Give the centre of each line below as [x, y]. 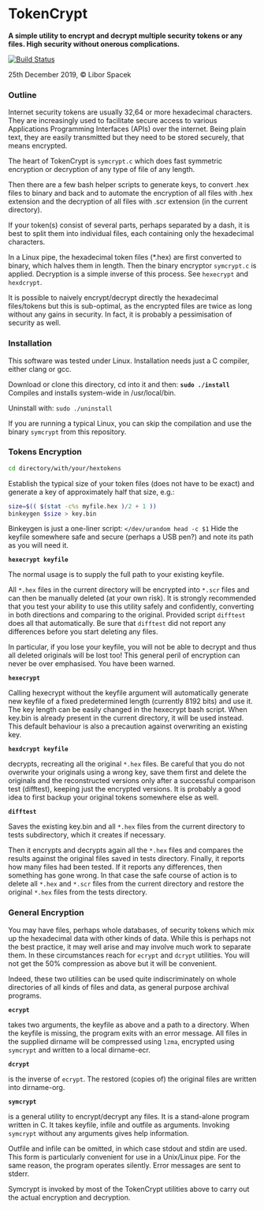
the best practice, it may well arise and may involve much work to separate [130, 946]
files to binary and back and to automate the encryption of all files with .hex [131, 193]
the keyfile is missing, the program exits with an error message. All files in [128, 1033]
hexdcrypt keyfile [38, 749]
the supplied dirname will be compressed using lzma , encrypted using [121, 1041]
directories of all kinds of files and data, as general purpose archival [119, 987]
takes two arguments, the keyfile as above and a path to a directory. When [129, 1025]
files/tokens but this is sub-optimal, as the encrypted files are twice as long [130, 306]
